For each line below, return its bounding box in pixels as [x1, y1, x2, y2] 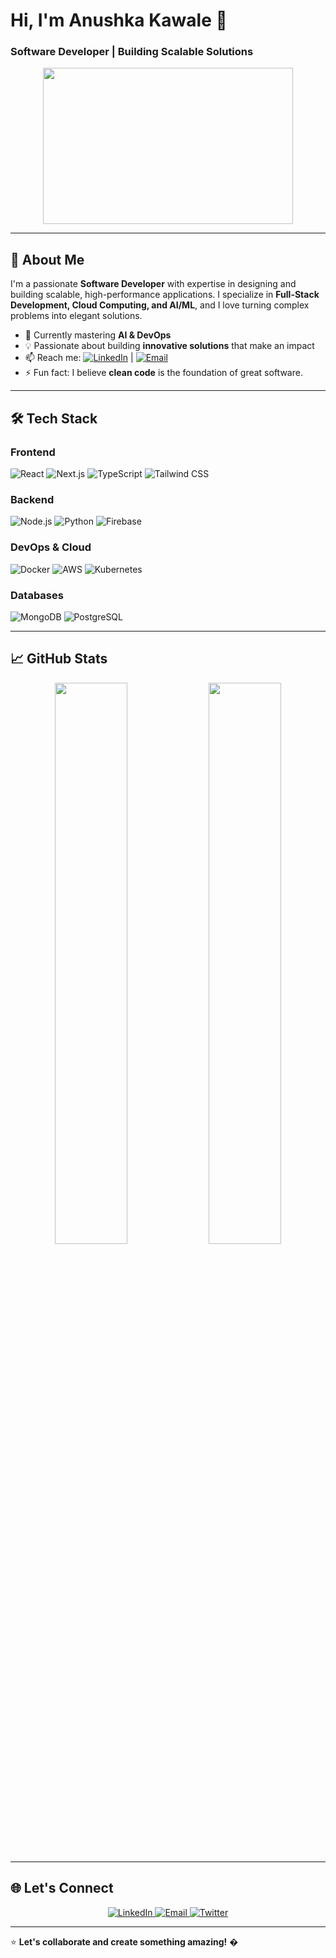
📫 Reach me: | [24, 352, 134, 364]
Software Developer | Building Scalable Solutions [10, 45, 254, 59]
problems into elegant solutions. [10, 310, 143, 322]
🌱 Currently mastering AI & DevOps [24, 329, 172, 341]
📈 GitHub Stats [10, 650, 108, 668]
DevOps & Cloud [10, 540, 92, 554]
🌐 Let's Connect [10, 1880, 114, 1897]
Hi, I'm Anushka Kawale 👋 [10, 9, 228, 32]
